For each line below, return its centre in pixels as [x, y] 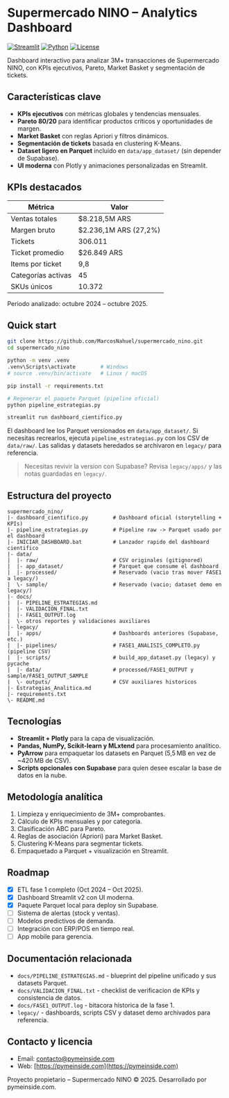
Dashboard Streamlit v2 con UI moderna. [76, 897]
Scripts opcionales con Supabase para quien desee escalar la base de [119, 768]
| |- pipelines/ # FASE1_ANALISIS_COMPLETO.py [103, 646]
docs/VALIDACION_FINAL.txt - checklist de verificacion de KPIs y [108, 990]
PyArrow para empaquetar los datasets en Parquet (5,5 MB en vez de [117, 753]
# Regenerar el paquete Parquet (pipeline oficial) [83, 398]
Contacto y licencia [50, 1042]
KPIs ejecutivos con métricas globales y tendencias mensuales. [109, 113]
